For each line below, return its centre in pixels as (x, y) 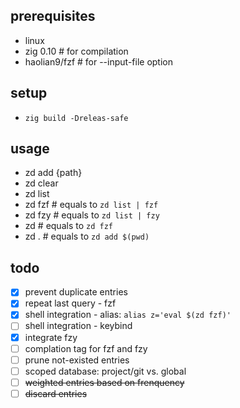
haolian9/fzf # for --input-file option (98, 61)
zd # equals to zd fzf (68, 226)
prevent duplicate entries (76, 292)
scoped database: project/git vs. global (105, 371)
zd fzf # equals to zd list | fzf (91, 205)
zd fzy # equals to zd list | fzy (92, 215)
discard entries (56, 393)
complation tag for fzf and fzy (86, 348)
